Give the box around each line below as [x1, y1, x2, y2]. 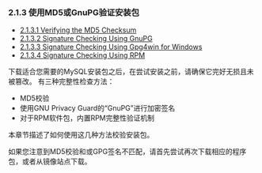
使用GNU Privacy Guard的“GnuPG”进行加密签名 [19, 103, 176, 113]
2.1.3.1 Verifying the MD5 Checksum [19, 25, 137, 35]
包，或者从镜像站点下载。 [8, 156, 92, 167]
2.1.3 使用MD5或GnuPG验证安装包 [8, 6, 140, 17]
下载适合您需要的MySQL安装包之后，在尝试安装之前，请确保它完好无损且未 [8, 67, 255, 77]
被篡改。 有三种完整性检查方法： [8, 77, 115, 86]
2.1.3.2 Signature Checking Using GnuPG [19, 34, 153, 43]
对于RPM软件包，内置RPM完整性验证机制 [19, 113, 154, 123]
